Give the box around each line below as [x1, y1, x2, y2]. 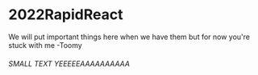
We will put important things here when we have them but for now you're [8, 32, 251, 41]
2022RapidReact [8, 6, 123, 24]
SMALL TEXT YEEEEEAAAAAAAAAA [8, 58, 131, 69]
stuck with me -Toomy [8, 40, 82, 49]
